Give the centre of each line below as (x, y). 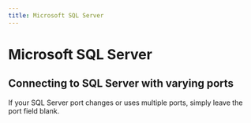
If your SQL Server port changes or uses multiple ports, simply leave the (126, 102)
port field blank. (34, 110)
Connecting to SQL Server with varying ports (121, 84)
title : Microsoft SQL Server (56, 15)
